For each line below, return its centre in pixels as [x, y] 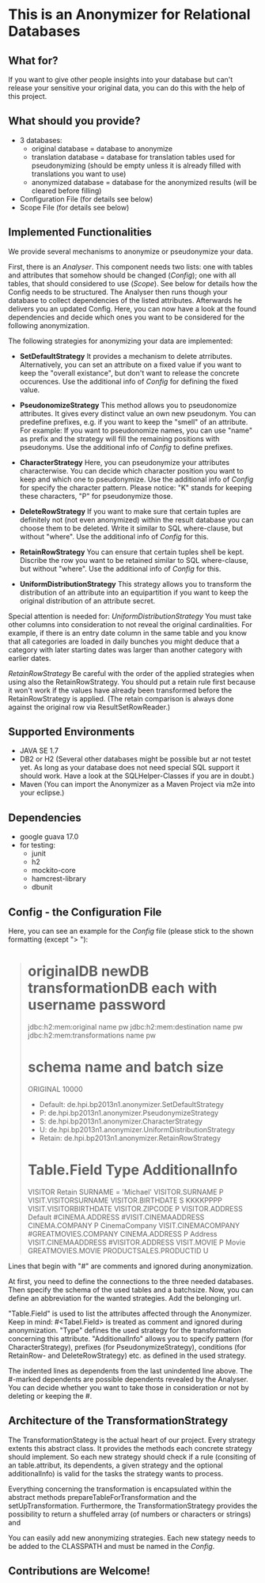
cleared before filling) [66, 191]
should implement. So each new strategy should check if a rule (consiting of [132, 1456]
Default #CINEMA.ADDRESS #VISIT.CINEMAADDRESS [116, 1217]
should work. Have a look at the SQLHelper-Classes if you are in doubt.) [137, 776]
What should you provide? [74, 121]
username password [97, 1005]
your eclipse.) [42, 793]
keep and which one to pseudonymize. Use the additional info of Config [136, 479]
